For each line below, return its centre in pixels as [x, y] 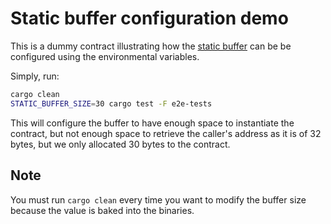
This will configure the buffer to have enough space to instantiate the [152, 123]
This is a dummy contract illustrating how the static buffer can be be [151, 46]
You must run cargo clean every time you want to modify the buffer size [158, 199]
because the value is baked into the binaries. [102, 210]
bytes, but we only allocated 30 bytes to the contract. [120, 144]
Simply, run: [35, 76]
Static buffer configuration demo [149, 18]
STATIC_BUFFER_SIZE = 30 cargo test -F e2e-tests [111, 103]
